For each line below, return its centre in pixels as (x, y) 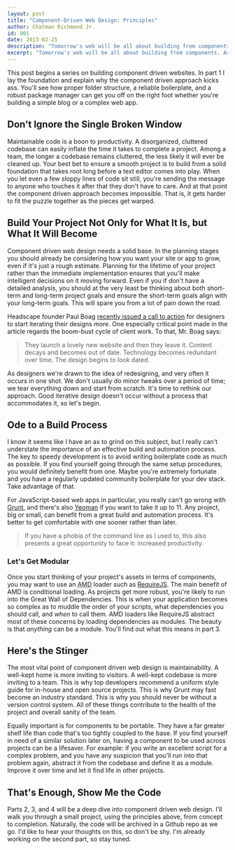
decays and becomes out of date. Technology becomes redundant (120, 352)
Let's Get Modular (38, 562)
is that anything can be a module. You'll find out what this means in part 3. (114, 629)
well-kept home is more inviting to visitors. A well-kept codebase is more (112, 675)
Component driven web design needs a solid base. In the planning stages (113, 251)
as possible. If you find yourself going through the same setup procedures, (115, 464)
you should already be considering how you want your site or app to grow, (114, 258)
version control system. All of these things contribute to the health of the (112, 705)
